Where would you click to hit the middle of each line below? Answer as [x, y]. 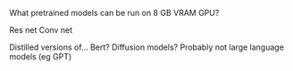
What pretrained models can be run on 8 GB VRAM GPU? [114, 13]
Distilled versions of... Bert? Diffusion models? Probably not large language [146, 47]
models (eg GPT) [41, 56]
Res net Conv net [41, 30]
